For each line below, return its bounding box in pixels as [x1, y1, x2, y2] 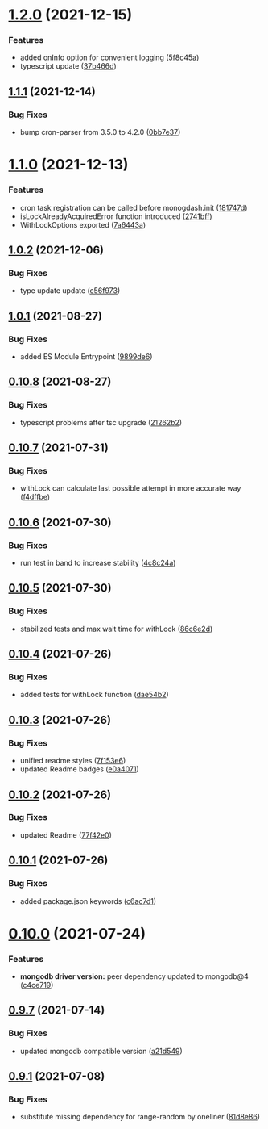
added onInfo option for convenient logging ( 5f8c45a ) [19, 52, 200, 62]
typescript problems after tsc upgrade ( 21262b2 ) [19, 417, 183, 427]
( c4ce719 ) [19, 981, 54, 990]
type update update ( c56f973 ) [19, 286, 121, 295]
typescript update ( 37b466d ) [19, 61, 117, 71]
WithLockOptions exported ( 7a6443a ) [19, 220, 146, 229]
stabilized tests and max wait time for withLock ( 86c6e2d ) [19, 624, 213, 633]
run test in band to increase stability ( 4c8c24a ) [19, 558, 176, 568]
